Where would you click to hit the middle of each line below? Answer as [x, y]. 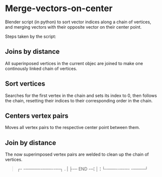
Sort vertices [25, 84]
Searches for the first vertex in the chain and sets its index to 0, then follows [81, 96]
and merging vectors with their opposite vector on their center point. [73, 27]
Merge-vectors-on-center [59, 8]
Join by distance [31, 143]
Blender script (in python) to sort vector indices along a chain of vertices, [78, 22]
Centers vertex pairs [37, 116]
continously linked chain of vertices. [41, 68]
